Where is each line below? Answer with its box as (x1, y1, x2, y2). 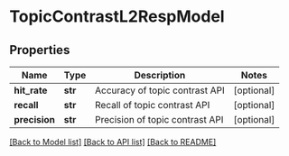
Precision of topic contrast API (94, 114, 224, 125)
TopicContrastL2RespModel (9, 6, 225, 27)
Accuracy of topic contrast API (94, 84, 225, 96)
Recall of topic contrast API (94, 99, 210, 111)
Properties (9, 42, 70, 58)
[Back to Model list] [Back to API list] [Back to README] (9, 137, 217, 147)
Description (134, 69, 186, 81)
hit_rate (14, 84, 48, 96)
